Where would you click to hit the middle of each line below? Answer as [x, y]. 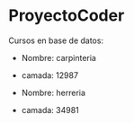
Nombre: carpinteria [58, 57]
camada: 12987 [49, 75]
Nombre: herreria [54, 92]
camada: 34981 [50, 110]
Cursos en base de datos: [56, 40]
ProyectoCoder [67, 16]
